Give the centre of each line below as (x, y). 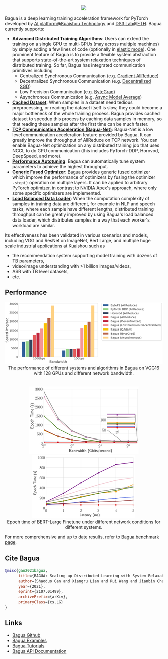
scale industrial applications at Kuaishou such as (55, 246)
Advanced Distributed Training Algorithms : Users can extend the (81, 38)
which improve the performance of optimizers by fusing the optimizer (84, 177)
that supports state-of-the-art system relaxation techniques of (76, 60)
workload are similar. (34, 225)
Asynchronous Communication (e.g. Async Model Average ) (81, 97)
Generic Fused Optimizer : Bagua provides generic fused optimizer (81, 172)
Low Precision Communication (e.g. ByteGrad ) (68, 92)
